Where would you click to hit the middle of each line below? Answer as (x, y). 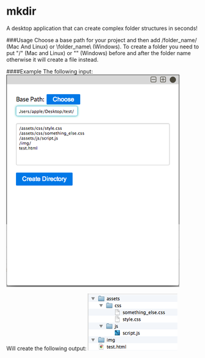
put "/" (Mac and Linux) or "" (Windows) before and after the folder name (99, 53)
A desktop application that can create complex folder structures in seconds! (102, 28)
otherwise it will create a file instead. (53, 59)
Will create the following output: (47, 348)
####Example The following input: (50, 71)
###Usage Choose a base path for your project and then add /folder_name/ (102, 40)
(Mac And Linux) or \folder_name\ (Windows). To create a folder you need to (103, 47)
